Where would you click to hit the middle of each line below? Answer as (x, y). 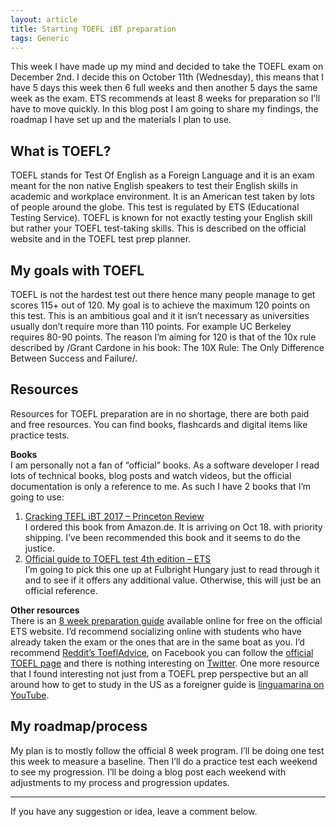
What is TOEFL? (61, 151)
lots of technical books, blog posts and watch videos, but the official (151, 475)
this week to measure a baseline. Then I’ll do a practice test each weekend (164, 761)
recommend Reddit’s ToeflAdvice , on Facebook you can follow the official (162, 652)
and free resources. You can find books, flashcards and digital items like (159, 424)
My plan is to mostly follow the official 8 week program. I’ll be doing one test (167, 750)
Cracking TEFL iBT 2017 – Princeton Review (114, 516)
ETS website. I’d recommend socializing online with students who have (156, 631)
